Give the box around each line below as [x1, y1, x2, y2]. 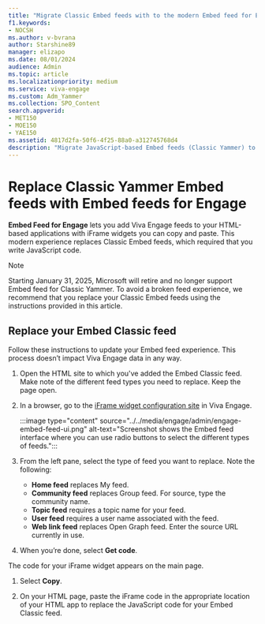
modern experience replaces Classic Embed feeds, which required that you [8, 237, 253, 247]
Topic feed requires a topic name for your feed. [31, 506, 186, 515]
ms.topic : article [8, 70, 69, 78]
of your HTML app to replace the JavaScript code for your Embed [19, 600, 233, 610]
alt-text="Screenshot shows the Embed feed [88, 424, 234, 434]
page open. [19, 386, 58, 395]
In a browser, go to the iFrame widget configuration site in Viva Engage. [19, 401, 252, 410]
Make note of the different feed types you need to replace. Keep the [19, 377, 241, 387]
